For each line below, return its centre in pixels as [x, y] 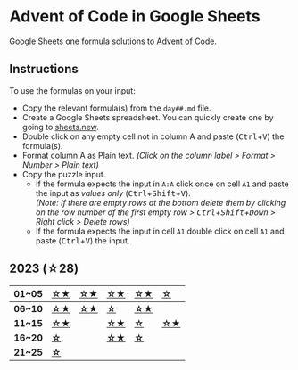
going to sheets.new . [61, 127]
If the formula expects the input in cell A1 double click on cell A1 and [160, 231]
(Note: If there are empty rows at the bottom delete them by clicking [161, 202]
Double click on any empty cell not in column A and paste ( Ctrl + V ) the [153, 136]
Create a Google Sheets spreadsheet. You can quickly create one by [148, 117]
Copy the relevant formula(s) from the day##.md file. [116, 108]
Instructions [44, 69]
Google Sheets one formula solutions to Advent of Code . [113, 41]
